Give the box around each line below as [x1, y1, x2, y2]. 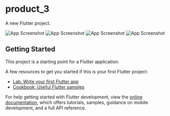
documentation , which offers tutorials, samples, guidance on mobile [5, 99, 148, 105]
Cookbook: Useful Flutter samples [12, 84, 85, 90]
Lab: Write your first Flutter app [12, 78, 79, 85]
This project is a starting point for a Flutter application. [5, 59, 119, 65]
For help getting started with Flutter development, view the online [5, 93, 143, 100]
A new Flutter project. [5, 20, 51, 26]
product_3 [5, 3, 50, 15]
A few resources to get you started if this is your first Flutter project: [5, 68, 148, 74]
